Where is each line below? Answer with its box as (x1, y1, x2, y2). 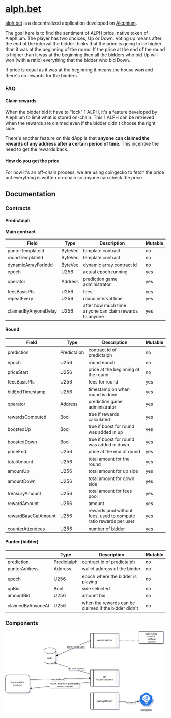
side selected (82, 585, 110, 591)
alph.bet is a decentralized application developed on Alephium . (5, 20, 137, 26)
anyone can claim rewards (83, 308, 138, 314)
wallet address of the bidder (82, 566, 141, 572)
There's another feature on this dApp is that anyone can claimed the (5, 135, 150, 141)
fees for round (88, 379, 119, 385)
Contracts (5, 205, 31, 212)
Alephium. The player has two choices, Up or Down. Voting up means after (5, 35, 162, 41)
